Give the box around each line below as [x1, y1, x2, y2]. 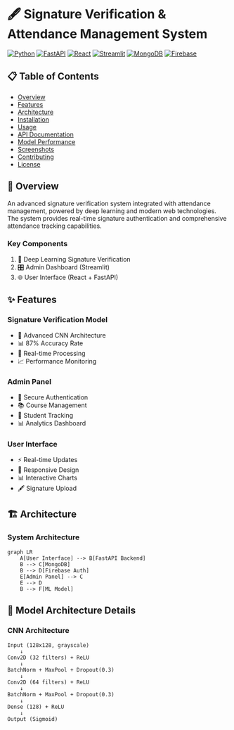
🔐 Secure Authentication [17, 392, 89, 402]
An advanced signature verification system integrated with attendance [7, 199, 211, 207]
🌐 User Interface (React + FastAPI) [17, 273, 119, 281]
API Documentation [17, 130, 74, 139]
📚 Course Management [17, 401, 87, 409]
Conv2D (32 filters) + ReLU [7, 654, 90, 661]
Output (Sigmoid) [7, 715, 58, 722]
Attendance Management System [7, 26, 208, 42]
